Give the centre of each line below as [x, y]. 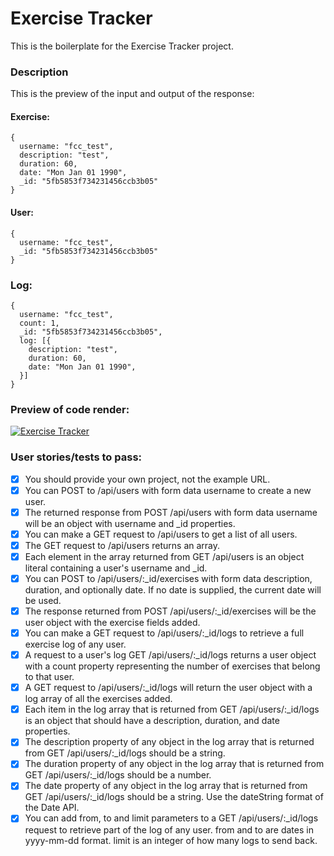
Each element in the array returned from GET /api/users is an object [164, 556]
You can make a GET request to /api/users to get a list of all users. [161, 534]
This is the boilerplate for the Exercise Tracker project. [122, 46]
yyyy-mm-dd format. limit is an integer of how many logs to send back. [171, 840]
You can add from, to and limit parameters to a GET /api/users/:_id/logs [171, 818]
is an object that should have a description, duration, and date [152, 721]
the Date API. [52, 808]
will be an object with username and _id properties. [130, 523]
